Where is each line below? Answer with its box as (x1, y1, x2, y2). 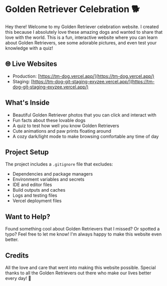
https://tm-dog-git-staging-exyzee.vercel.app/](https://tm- (32, 78, 155, 84)
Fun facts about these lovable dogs (12, 117, 86, 123)
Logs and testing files (12, 192, 57, 199)
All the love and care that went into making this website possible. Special (5, 265, 156, 270)
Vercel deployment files (12, 198, 62, 204)
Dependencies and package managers (12, 171, 93, 177)
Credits (5, 251, 29, 260)
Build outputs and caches (12, 187, 65, 193)
